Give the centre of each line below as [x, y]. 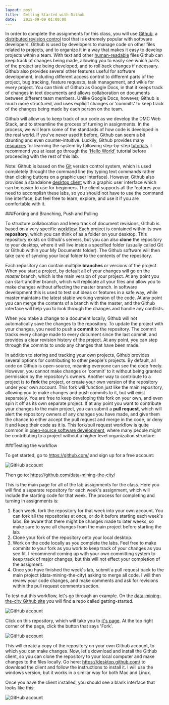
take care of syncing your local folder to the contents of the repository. [79, 256]
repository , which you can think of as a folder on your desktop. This [76, 234]
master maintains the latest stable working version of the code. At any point [84, 298]
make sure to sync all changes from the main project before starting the [87, 527]
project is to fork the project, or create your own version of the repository [81, 382]
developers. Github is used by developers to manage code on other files [80, 45]
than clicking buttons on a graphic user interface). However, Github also [80, 177]
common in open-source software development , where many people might [83, 430]
